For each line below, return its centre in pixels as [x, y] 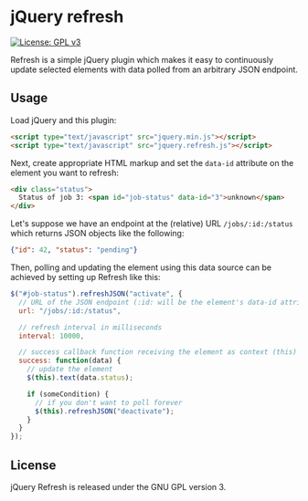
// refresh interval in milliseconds [90, 327]
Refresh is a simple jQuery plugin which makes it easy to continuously [142, 59]
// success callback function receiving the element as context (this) [158, 352]
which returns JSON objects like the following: [97, 234]
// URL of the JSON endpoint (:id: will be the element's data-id [148, 302]
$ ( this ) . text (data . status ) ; [80, 378]
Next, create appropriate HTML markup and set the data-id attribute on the [152, 162]
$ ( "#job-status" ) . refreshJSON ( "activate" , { [96, 294]
